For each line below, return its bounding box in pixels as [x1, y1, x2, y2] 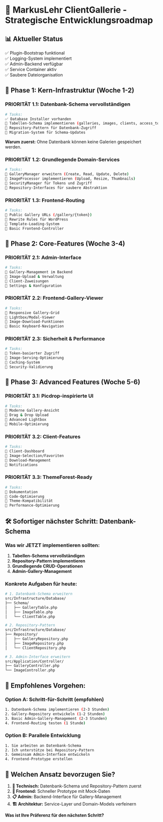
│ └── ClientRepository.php [5, 645, 66, 650]
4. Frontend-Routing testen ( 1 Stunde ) [5, 720, 86, 726]
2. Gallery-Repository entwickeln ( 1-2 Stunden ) [5, 712, 105, 716]
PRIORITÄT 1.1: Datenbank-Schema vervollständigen [5, 101, 130, 108]
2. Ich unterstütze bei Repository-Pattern [5, 748, 95, 752]
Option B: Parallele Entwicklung [5, 732, 81, 739]
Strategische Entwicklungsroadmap [5, 15, 153, 26]
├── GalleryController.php [5, 663, 60, 668]
